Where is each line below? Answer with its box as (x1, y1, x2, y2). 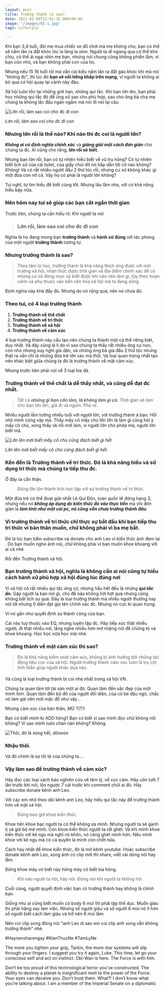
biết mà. (5, 427, 22, 433)
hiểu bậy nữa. (5, 187, 33, 193)
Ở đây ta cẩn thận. (5, 476, 43, 482)
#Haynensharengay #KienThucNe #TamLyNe (5, 935, 97, 941)
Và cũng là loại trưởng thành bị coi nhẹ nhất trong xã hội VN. (5, 676, 128, 682)
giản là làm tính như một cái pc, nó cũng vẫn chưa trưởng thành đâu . (5, 506, 148, 512)
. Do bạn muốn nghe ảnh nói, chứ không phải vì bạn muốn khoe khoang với (5, 541, 158, 547)
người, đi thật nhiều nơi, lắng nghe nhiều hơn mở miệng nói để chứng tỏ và (5, 625, 156, 631)
